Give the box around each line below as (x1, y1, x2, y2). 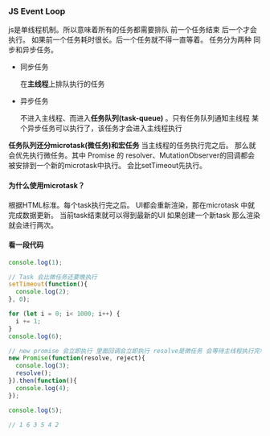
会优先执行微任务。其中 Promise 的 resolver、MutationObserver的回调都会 (8, 150, 256, 160)
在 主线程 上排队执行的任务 (19, 79, 105, 89)
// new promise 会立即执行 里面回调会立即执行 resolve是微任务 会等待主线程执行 (8, 347, 255, 355)
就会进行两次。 (8, 220, 58, 230)
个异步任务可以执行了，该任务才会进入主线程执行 (19, 123, 182, 134)
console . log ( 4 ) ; (15, 384, 70, 392)
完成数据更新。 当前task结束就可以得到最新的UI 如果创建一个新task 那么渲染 (8, 210, 261, 220)
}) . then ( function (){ (8, 376, 78, 385)
